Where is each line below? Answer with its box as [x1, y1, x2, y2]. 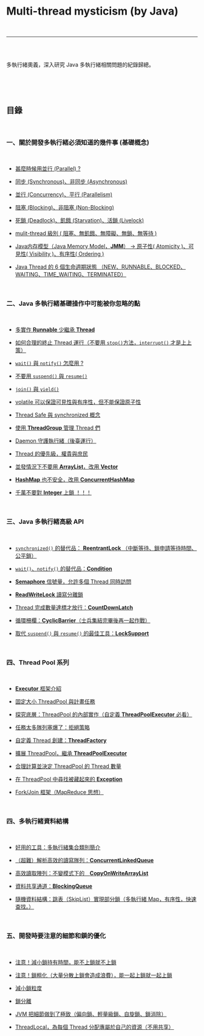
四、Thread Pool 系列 [6, 658, 70, 666]
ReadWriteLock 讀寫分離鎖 [15, 591, 83, 598]
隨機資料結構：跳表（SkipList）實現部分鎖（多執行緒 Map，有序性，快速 [15, 895, 197, 903]
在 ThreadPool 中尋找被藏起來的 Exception [15, 775, 123, 783]
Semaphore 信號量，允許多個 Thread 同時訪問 [15, 577, 132, 585]
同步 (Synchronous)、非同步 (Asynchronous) [15, 178, 127, 185]
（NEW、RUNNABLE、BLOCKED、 [98, 263, 186, 270]
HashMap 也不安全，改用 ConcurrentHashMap [15, 476, 135, 484]
